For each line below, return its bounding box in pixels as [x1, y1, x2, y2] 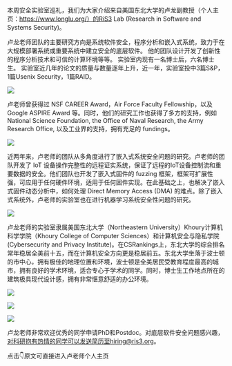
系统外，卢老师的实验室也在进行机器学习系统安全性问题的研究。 [12, 195, 195, 204]
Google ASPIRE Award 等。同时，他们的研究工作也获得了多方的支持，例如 [7, 109, 217, 117]
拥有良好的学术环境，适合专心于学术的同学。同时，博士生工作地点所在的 [19, 267, 225, 274]
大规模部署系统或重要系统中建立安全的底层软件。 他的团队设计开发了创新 [7, 47, 215, 55]
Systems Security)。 [7, 23, 66, 31]
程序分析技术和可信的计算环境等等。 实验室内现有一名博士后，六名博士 [12, 55, 215, 64]
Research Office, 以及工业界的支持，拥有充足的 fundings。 [7, 125, 174, 133]
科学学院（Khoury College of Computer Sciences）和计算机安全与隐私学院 [7, 232, 220, 240]
